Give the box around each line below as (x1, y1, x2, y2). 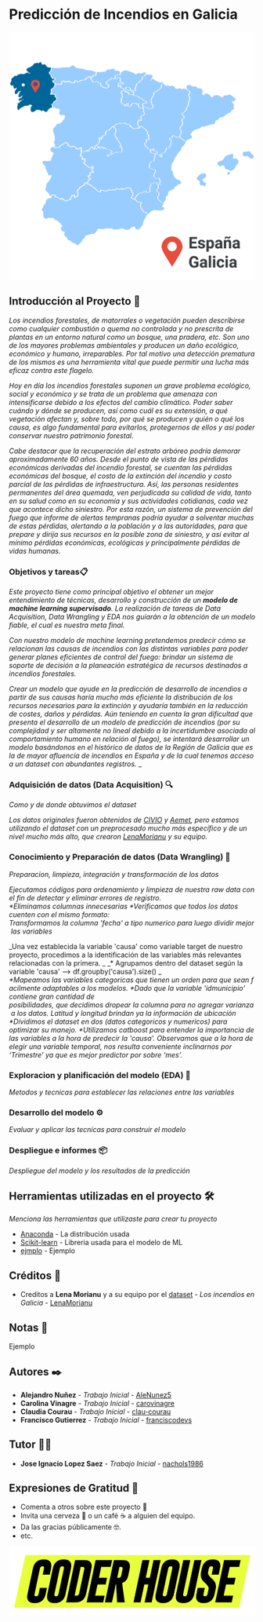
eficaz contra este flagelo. (9, 365, 95, 374)
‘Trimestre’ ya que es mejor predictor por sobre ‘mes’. (9, 1050, 183, 1059)
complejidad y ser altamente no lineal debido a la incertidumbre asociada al (9, 726, 256, 736)
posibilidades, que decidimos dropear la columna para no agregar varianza (9, 999, 254, 1010)
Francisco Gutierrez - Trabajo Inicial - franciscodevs (20, 1415, 193, 1424)
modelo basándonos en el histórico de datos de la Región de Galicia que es (9, 743, 254, 752)
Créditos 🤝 (9, 1269, 61, 1282)
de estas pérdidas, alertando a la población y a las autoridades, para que (9, 521, 248, 531)
